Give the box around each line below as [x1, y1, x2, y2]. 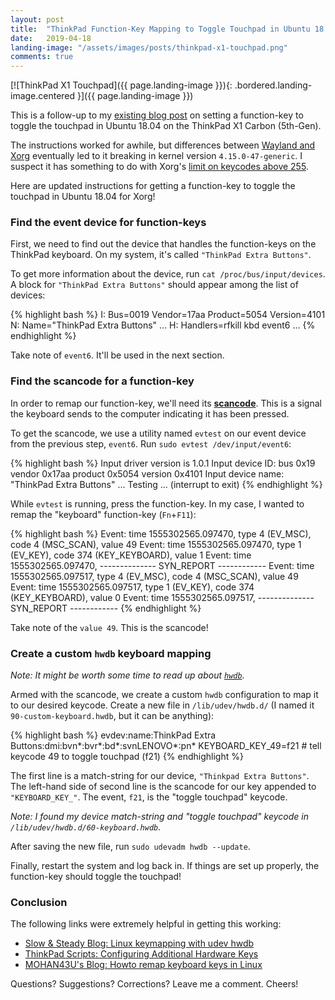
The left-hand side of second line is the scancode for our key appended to [10, 781, 317, 793]
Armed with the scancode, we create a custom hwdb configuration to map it [10, 689, 319, 701]
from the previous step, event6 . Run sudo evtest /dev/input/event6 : [10, 437, 292, 450]
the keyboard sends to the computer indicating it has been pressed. [10, 407, 290, 420]
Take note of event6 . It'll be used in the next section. [10, 349, 225, 361]
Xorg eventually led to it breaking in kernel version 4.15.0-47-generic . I [10, 150, 303, 162]
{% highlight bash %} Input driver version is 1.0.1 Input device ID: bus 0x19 [10, 457, 316, 469]
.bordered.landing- [234, 79, 313, 91]
